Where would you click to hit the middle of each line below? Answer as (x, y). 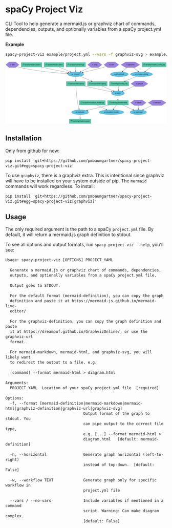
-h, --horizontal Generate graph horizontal (75, 455)
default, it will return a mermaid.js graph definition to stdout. (69, 235)
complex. (15, 516)
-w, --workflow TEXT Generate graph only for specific (83, 480)
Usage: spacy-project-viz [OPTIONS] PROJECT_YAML (59, 260)
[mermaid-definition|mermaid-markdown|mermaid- (91, 404)
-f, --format (24, 404)
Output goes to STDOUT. (35, 286)
